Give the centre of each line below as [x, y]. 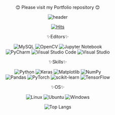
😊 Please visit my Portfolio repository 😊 [58, 7]
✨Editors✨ [58, 37]
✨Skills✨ [58, 62]
